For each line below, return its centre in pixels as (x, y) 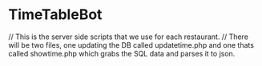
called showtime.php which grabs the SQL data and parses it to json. (122, 53)
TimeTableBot (55, 15)
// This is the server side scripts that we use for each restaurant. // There (128, 37)
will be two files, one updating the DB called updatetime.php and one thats (131, 45)
